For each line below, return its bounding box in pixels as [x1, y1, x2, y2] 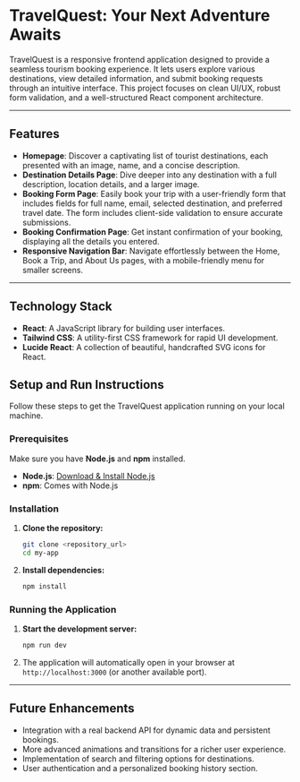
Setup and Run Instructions [9, 377, 165, 392]
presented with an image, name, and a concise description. [21, 159, 241, 170]
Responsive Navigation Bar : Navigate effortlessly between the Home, [21, 245, 280, 256]
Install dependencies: [21, 564, 105, 575]
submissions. [21, 217, 71, 228]
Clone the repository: [21, 522, 104, 533]
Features [9, 126, 60, 142]
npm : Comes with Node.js [21, 480, 119, 491]
